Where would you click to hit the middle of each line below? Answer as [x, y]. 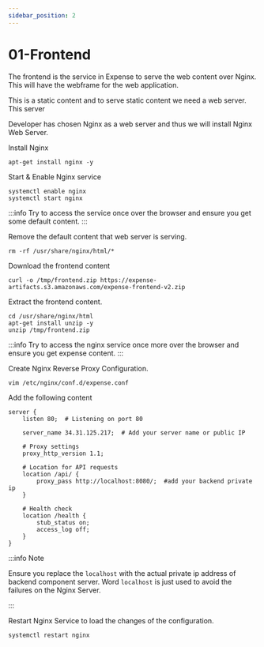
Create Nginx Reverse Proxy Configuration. [78, 368]
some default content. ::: [48, 221]
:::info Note [26, 558]
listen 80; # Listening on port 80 [83, 419]
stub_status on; [63, 522]
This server [27, 108]
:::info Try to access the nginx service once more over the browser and [124, 344]
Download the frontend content [59, 265]
